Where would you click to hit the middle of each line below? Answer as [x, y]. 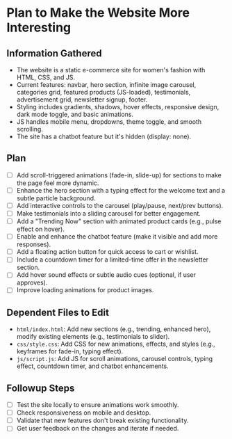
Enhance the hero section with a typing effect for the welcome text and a [121, 190]
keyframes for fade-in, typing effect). [70, 351]
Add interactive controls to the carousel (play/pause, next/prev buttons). [120, 205]
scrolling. [30, 129]
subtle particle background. [56, 198]
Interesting [39, 27]
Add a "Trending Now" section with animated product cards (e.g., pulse [119, 221]
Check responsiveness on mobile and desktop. [84, 413]
